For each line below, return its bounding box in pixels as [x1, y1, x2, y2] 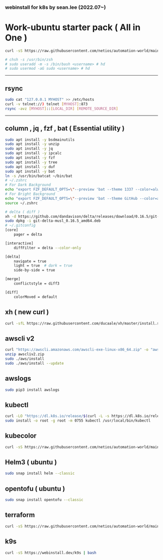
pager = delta [14, 232, 42, 237]
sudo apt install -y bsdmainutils [5, 137, 75, 142]
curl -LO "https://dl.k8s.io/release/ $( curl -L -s [5, 414, 110, 419]
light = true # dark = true [14, 263, 73, 268]
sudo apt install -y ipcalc [5, 151, 62, 156]
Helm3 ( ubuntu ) [5, 458, 57, 466]
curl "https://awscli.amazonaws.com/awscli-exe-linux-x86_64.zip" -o [5, 348, 149, 352]
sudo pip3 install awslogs [5, 387, 60, 392]
